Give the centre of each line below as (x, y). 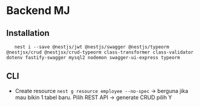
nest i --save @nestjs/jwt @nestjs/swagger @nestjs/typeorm (92, 47)
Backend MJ (38, 11)
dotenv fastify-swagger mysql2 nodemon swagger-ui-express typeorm (93, 58)
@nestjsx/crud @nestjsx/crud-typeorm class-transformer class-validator (100, 52)
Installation (28, 33)
